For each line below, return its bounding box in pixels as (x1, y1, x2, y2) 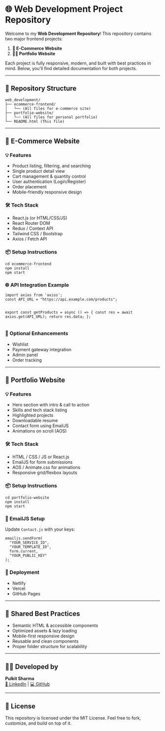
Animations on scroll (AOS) (12, 428, 67, 434)
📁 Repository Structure (5, 84, 77, 93)
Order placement (12, 184, 47, 190)
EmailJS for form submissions (12, 459, 73, 465)
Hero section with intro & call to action (12, 402, 90, 408)
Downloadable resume (12, 418, 58, 424)
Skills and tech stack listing (12, 407, 67, 413)
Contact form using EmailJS (12, 423, 69, 429)
